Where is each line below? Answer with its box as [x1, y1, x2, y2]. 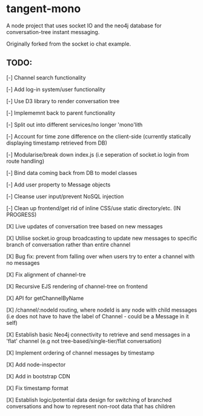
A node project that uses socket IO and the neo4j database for [6, 22, 162, 29]
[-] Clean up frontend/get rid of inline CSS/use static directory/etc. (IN [6, 204, 181, 211]
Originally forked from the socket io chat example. [6, 40, 131, 47]
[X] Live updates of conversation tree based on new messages [6, 222, 163, 230]
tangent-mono [6, 2, 81, 16]
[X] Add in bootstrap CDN [6, 372, 71, 380]
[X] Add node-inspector [6, 361, 66, 368]
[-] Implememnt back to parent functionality [6, 109, 116, 117]
